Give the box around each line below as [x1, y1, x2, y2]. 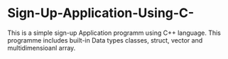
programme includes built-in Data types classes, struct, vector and [7, 36, 203, 44]
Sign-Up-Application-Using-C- [7, 5, 195, 21]
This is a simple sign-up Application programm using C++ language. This [7, 28, 222, 37]
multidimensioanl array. [7, 43, 76, 52]
